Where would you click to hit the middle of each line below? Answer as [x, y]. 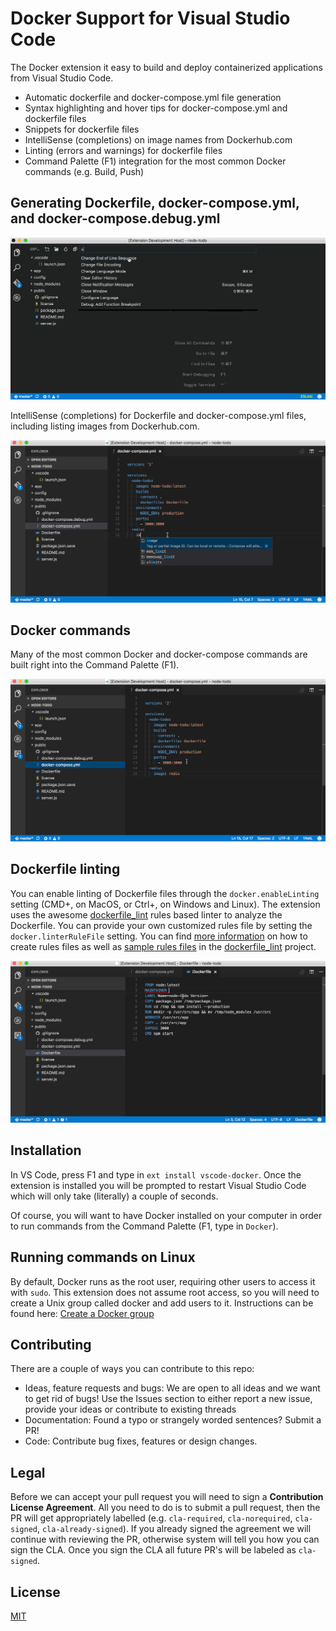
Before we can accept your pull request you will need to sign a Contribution [167, 1497]
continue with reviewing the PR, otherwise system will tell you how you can [165, 1539]
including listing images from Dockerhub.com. [105, 426]
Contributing [51, 1344]
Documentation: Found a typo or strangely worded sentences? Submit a [173, 1420]
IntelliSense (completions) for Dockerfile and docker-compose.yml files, [158, 416]
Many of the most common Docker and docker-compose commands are [159, 654]
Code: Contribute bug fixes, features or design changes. [141, 1441]
